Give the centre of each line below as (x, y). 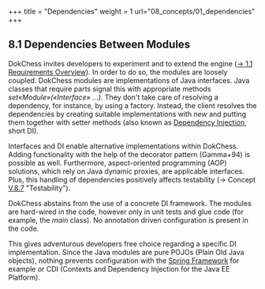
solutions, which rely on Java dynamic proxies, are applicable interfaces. (126, 171)
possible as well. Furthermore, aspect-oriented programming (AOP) (118, 163)
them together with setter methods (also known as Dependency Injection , (127, 122)
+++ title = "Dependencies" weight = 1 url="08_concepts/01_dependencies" (132, 11)
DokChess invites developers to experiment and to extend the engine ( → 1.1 (131, 63)
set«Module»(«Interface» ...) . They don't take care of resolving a (113, 97)
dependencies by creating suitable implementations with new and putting (127, 114)
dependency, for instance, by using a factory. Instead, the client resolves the (132, 105)
